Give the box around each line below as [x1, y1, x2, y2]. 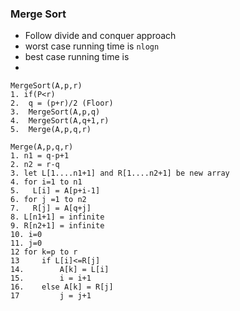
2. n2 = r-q [10, 160, 60, 170]
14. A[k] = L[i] [10, 265, 110, 275]
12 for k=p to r [10, 247, 78, 257]
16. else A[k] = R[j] [10, 282, 114, 292]
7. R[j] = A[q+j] [10, 203, 92, 214]
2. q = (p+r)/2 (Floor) [10, 98, 114, 109]
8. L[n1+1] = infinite [10, 212, 105, 222]
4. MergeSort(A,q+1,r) [10, 116, 110, 126]
